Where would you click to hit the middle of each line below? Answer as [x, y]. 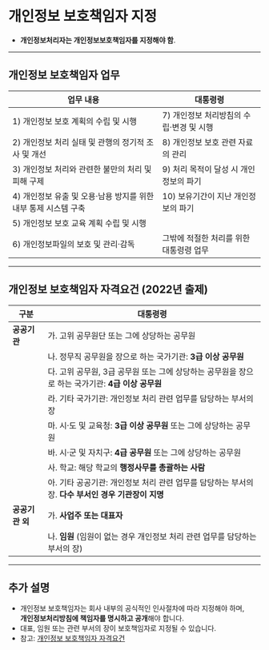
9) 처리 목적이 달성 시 [200, 169]
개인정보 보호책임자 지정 [83, 16]
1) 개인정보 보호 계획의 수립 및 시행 [75, 121]
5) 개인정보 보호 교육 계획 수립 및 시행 [79, 223]
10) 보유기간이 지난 [197, 196]
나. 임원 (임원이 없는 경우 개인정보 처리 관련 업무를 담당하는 [152, 536]
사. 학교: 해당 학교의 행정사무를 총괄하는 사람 [126, 467]
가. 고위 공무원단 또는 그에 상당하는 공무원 [122, 335]
